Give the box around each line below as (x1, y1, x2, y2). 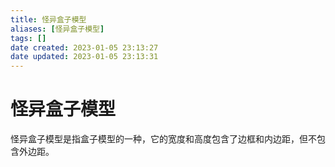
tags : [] (10, 33, 47, 43)
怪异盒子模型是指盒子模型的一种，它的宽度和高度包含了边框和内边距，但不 (10, 133, 317, 145)
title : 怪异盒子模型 (10, 14, 87, 25)
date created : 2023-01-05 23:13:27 (10, 42, 159, 53)
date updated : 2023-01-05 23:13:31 (10, 52, 159, 62)
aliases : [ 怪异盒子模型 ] (10, 24, 105, 34)
